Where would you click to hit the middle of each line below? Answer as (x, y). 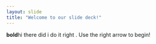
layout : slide (24, 12)
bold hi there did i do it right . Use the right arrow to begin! (78, 34)
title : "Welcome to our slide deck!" (54, 17)
